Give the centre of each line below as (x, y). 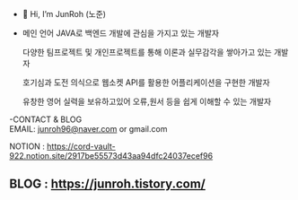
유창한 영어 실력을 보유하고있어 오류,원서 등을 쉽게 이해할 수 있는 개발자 (147, 101)
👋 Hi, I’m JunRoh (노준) (64, 14)
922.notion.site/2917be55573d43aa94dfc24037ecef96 (111, 156)
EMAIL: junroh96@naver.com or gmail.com (88, 129)
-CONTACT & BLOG (46, 119)
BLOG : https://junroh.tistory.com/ (108, 184)
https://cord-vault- (81, 146)
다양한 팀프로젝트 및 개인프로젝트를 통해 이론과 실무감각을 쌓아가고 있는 (147, 52)
